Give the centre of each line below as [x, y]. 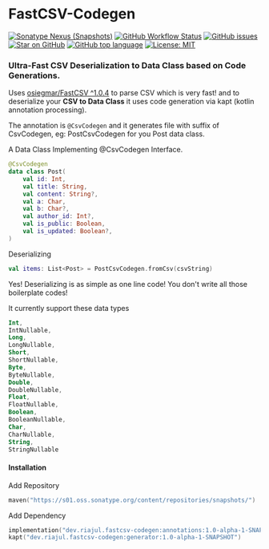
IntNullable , [30, 330]
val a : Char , [44, 201]
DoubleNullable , [35, 390]
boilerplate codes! [38, 293]
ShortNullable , [34, 360]
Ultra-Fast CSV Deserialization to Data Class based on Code [127, 65]
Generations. [34, 75]
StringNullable [34, 450]
